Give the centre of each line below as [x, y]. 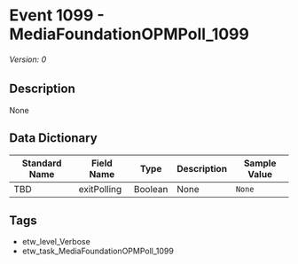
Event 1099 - [57, 16]
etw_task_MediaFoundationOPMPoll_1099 [98, 251]
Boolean [151, 189]
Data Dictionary [53, 138]
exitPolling [100, 189]
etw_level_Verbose [56, 242]
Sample [260, 163]
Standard [42, 163]
